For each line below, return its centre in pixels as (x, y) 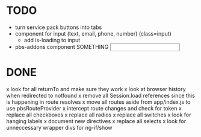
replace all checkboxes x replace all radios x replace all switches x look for (99, 115)
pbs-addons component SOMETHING (62, 46)
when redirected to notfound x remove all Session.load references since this (101, 95)
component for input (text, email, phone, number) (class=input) (93, 33)
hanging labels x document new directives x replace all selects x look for (96, 121)
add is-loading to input (52, 40)
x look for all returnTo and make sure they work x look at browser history (96, 89)
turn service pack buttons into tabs (58, 27)
